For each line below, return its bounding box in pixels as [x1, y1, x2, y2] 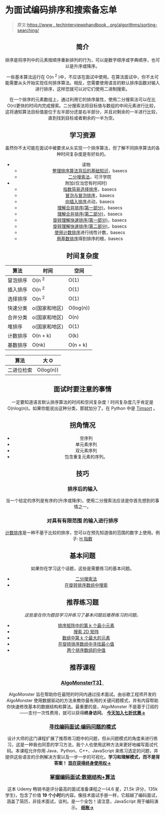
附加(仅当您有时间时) [65, 180, 107, 186]
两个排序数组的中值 [66, 647, 106, 653]
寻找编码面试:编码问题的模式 [49, 723, 116, 730]
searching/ [17, 27, 39, 33]
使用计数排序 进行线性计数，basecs [55, 230, 125, 235]
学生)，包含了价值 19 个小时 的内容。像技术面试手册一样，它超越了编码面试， [5, 792, 160, 798]
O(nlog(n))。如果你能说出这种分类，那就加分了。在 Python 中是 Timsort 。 [7, 405, 158, 411]
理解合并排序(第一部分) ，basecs [57, 205, 123, 211]
